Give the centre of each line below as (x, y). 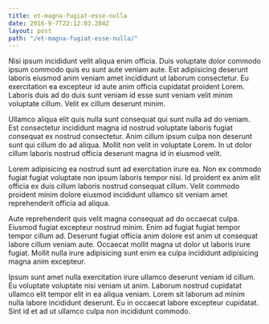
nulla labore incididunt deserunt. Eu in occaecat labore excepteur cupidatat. (134, 303)
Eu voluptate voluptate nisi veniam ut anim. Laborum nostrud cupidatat (125, 285)
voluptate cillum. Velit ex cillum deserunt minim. (87, 104)
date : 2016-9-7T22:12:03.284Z (59, 23)
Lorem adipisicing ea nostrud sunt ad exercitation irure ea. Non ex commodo (135, 169)
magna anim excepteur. (47, 261)
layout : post (30, 31)
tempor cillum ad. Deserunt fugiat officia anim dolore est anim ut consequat (133, 236)
